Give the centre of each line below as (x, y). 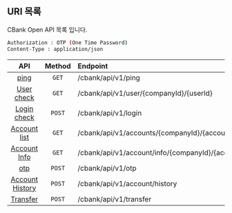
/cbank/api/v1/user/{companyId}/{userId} (145, 93)
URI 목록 (24, 12)
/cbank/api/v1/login (110, 113)
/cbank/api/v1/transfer (115, 199)
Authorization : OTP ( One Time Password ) (68, 43)
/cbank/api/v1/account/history (127, 183)
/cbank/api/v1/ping (109, 77)
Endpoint (93, 65)
